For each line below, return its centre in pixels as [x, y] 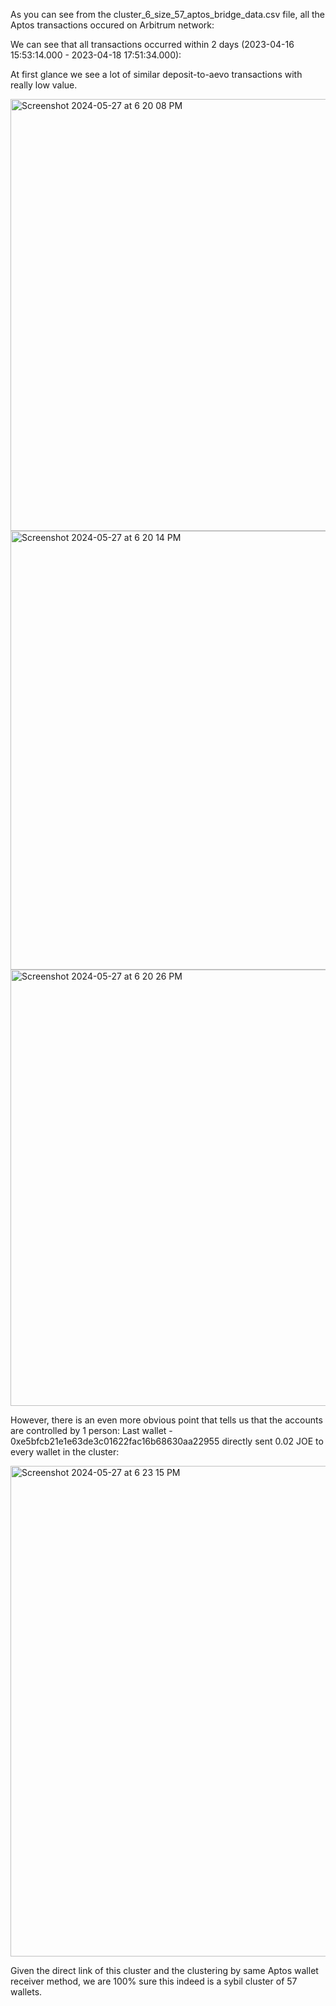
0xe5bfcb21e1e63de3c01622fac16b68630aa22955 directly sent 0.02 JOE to [167, 1441]
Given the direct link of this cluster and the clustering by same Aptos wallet [164, 1970]
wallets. [26, 1992]
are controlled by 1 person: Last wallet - [91, 1430]
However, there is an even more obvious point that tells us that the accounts [166, 1420]
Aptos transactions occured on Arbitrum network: [112, 25]
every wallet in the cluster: [65, 1452]
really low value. [44, 85]
